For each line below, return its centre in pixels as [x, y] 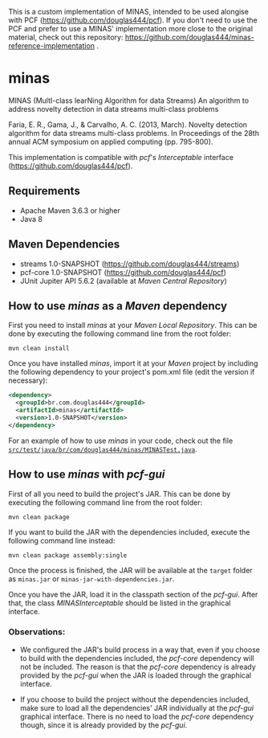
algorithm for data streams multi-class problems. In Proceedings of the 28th [134, 133]
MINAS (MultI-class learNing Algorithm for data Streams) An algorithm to [129, 100]
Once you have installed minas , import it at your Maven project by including [133, 363]
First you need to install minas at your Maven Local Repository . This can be [133, 326]
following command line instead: [62, 540]
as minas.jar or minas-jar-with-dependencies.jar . [91, 579]
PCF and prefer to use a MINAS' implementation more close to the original [131, 29]
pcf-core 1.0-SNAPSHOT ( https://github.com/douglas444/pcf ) [123, 272]
